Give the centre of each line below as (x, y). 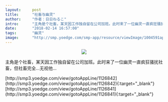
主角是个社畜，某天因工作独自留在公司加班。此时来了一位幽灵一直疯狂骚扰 (82, 62)
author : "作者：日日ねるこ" (36, 19)
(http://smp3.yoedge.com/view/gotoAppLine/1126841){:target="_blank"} (79, 94)
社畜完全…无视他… (37, 68)
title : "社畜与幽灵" (30, 14)
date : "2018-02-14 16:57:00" (42, 28)
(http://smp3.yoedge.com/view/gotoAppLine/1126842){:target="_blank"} (80, 83)
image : (12, 38)
